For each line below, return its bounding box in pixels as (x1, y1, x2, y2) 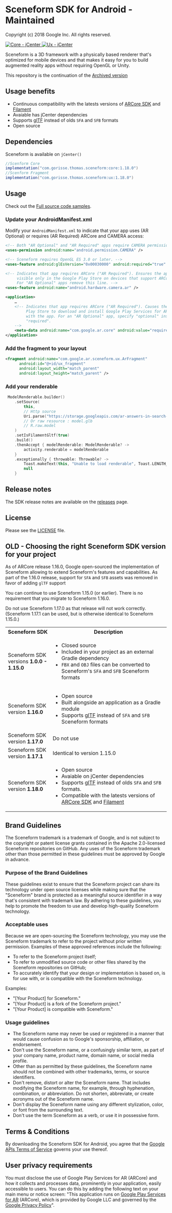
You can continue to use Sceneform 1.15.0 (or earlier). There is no (5, 590, 143, 596)
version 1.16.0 (8, 709, 44, 716)
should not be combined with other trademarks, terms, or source (12, 1069, 149, 1075)
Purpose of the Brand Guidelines (5, 869, 88, 876)
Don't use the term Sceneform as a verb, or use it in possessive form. (12, 1112, 160, 1119)
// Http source (24, 409, 56, 414)
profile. (12, 1058, 28, 1064)
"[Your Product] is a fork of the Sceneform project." (12, 1001, 121, 1007)
